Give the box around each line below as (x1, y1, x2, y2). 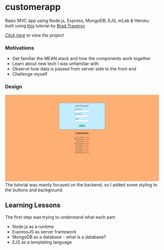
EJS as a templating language (12, 239, 72, 245)
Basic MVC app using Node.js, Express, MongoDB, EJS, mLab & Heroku (5, 18, 149, 23)
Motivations (5, 44, 34, 51)
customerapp (5, 1, 61, 13)
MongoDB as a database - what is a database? (12, 234, 106, 240)
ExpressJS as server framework (12, 229, 77, 234)
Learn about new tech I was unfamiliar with (12, 61, 99, 67)
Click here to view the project (5, 32, 64, 38)
